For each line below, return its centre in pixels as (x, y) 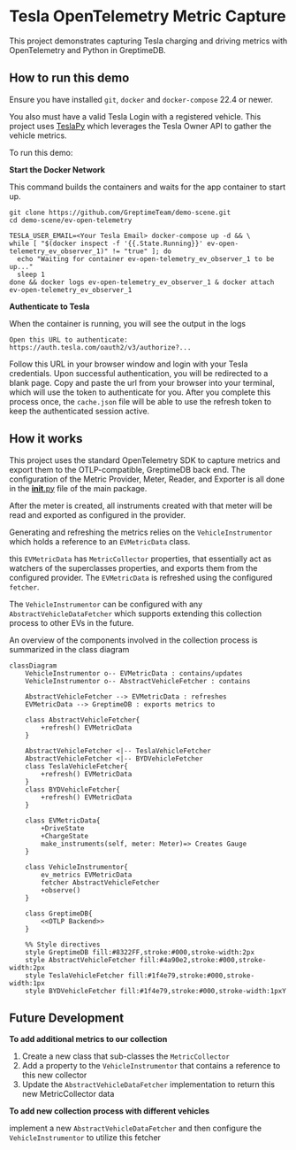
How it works (46, 439)
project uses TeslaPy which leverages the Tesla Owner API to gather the (140, 126)
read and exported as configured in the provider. (98, 514)
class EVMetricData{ (63, 821)
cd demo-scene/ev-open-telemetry (71, 220)
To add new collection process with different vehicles (110, 1111)
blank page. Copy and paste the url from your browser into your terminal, (142, 382)
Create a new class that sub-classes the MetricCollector (125, 1056)
